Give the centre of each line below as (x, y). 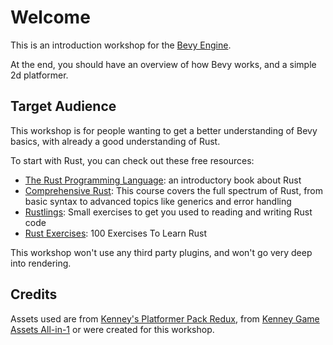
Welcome (50, 17)
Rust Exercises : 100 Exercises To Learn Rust (116, 233)
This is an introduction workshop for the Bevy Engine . (121, 45)
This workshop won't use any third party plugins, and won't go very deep (161, 252)
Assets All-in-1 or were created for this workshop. (112, 329)
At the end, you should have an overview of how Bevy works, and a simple (163, 64)
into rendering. (41, 263)
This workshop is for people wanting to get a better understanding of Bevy (164, 130)
